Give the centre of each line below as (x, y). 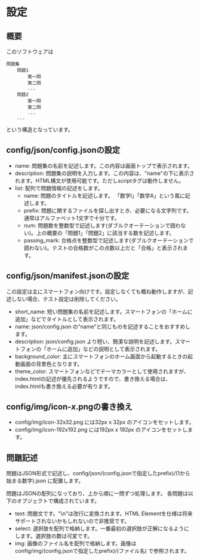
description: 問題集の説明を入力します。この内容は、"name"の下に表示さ (104, 173)
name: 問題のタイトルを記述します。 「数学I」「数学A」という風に (104, 195)
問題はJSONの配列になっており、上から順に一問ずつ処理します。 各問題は (97, 494)
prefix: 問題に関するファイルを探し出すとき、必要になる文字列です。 (108, 210)
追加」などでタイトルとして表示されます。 (67, 319)
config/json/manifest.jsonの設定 (68, 276)
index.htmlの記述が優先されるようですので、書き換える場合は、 (93, 379)
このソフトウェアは (30, 52)
